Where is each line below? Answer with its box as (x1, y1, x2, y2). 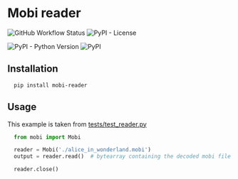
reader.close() (14, 166, 59, 173)
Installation (7, 63, 58, 75)
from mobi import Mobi (14, 134, 81, 141)
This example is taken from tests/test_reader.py (7, 119, 148, 129)
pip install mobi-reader (14, 82, 88, 89)
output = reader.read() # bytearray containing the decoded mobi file (14, 153, 232, 161)
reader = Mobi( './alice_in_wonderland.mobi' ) (14, 146, 152, 153)
